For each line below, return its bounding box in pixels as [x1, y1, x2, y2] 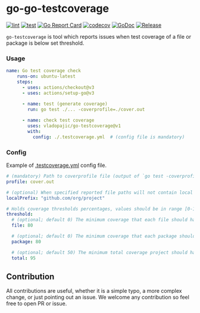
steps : [17, 79, 33, 85]
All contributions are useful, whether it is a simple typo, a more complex [6, 287, 182, 295]
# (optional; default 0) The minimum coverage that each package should [11, 233, 196, 240]
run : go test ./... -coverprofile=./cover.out [27, 107, 145, 113]
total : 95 [11, 255, 36, 261]
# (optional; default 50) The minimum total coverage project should [11, 249, 187, 255]
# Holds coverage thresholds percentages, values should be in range [6, 206, 183, 212]
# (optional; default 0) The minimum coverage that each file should [11, 217, 187, 223]
